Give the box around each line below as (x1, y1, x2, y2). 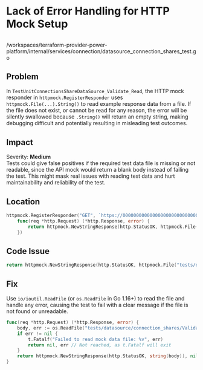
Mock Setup (6, 17, 68, 31)
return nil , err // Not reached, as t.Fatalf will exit (28, 342, 172, 348)
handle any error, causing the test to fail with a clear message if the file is (6, 301, 188, 309)
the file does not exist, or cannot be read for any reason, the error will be (6, 107, 187, 114)
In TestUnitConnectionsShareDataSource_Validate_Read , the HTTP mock (6, 88, 184, 95)
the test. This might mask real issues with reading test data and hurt (6, 172, 175, 180)
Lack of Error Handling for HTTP (6, 4, 170, 18)
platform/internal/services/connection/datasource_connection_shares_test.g (6, 47, 196, 55)
